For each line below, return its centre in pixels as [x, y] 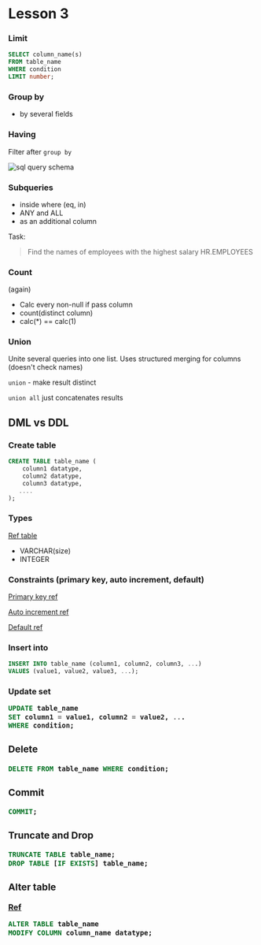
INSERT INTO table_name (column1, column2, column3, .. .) [105, 664]
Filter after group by [40, 151]
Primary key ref [33, 597]
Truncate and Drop [51, 835]
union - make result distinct [52, 382]
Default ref [26, 627]
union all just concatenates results [66, 398]
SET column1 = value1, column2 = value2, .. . [97, 717]
